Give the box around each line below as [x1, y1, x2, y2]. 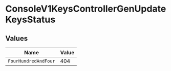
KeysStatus [5, 14, 56, 25]
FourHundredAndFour [8, 58, 55, 64]
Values [5, 34, 28, 43]
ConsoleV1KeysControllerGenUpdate [5, 3, 166, 15]
